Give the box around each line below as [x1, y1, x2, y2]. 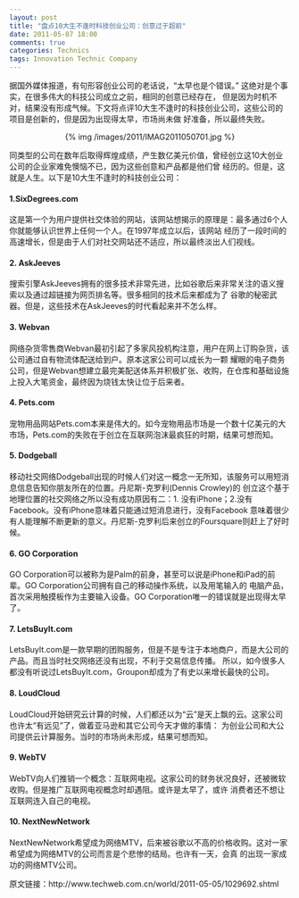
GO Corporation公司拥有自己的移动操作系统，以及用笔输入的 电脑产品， [24, 580, 288, 591]
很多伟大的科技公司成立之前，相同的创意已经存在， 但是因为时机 [32, 91, 270, 102]
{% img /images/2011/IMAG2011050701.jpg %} [64, 131, 236, 142]
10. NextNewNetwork [9, 816, 91, 827]
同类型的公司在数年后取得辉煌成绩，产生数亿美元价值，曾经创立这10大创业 [9, 150, 284, 161]
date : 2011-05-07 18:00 [9, 29, 98, 38]
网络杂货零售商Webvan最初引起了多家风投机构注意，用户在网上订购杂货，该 [9, 343, 290, 353]
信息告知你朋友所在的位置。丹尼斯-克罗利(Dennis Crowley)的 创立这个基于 [16, 483, 290, 494]
